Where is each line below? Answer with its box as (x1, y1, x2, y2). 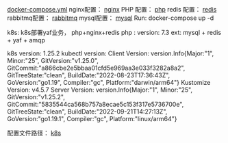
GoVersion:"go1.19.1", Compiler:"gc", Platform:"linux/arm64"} (7, 115, 177, 122)
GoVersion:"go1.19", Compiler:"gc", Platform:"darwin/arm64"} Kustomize (7, 79, 211, 86)
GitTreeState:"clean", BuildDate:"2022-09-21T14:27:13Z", (7, 107, 168, 116)
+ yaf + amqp (7, 36, 46, 44)
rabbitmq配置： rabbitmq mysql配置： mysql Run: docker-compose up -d (7, 14, 214, 22)
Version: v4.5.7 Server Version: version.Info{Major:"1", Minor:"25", (7, 86, 193, 94)
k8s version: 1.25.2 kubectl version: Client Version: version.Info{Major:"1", (7, 49, 214, 57)
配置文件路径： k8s (7, 129, 62, 137)
